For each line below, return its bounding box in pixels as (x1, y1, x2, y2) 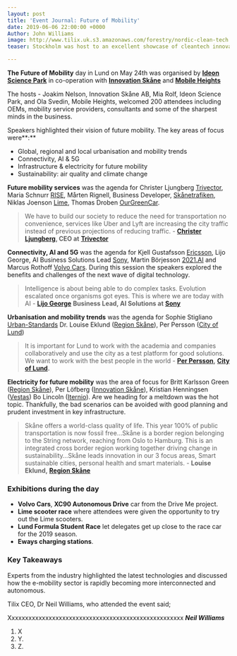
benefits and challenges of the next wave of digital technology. (7, 271, 190, 279)
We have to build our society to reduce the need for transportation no (24, 212, 227, 220)
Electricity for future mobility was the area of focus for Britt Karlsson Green (7, 378, 229, 386)
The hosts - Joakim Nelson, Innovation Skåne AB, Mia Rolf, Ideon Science (7, 90, 221, 98)
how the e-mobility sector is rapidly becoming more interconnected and (7, 578, 217, 587)
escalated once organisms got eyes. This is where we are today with (24, 292, 224, 300)
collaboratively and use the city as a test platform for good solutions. (24, 349, 224, 357)
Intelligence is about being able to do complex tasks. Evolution (24, 284, 207, 293)
